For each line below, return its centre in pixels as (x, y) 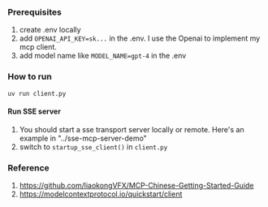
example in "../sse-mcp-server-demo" (83, 138)
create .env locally (50, 30)
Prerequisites (35, 12)
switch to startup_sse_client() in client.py (93, 147)
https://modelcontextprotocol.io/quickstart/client (101, 194)
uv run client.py (37, 93)
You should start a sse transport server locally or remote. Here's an (132, 129)
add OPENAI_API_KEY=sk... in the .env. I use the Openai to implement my (140, 38)
